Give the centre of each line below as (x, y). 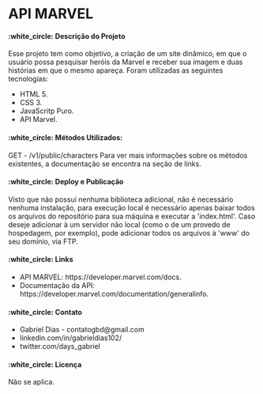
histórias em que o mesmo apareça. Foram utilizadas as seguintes (116, 70)
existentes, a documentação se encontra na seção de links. (105, 164)
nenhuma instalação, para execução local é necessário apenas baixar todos (131, 207)
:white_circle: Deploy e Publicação (66, 182)
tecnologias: (28, 79)
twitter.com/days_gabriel (60, 347)
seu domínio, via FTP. (43, 241)
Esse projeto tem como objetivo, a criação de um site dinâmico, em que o (128, 54)
